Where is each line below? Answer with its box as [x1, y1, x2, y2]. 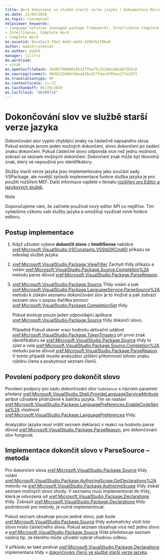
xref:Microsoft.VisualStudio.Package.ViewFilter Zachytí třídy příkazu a [12, 261, 154, 267]
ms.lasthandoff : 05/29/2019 [5, 85, 63, 90]
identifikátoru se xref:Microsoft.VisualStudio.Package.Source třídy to [12, 337, 151, 343]
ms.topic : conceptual [5, 16, 50, 21]
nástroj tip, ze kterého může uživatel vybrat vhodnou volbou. [5, 534, 128, 540]
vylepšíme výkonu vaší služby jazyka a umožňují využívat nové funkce [5, 208, 147, 215]
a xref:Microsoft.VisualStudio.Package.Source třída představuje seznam [5, 529, 151, 535]
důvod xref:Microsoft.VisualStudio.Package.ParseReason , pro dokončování [5, 427, 157, 433]
